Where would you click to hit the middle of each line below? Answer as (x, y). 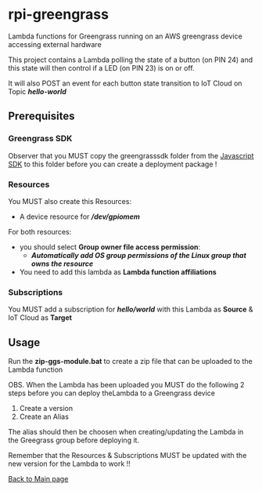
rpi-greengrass (59, 15)
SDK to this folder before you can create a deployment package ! (113, 164)
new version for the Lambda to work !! (69, 464)
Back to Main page (38, 479)
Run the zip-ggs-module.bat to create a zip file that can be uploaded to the (130, 362)
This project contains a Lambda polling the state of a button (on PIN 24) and (131, 60)
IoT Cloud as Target (40, 318)
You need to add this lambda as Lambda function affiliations (118, 271)
